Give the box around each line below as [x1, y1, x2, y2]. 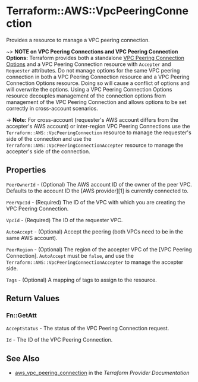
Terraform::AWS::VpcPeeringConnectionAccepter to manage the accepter [6, 258, 184, 266]
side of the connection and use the [6, 135, 92, 142]
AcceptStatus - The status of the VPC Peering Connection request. [6, 325, 169, 332]
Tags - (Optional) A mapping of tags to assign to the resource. [6, 276, 158, 283]
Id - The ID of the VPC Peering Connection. [6, 336, 113, 343]
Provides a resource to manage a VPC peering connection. [6, 36, 150, 43]
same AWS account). [6, 234, 58, 241]
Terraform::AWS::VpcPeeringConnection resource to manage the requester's [6, 129, 191, 136]
